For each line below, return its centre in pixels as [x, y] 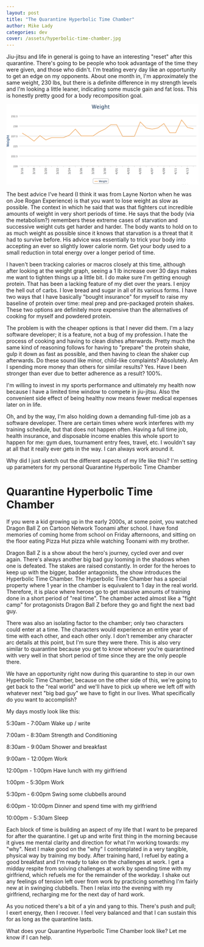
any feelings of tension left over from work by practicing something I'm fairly [102, 881]
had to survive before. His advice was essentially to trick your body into [96, 239]
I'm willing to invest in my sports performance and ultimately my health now [101, 385]
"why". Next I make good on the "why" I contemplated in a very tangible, [97, 849]
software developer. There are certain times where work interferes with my [100, 423]
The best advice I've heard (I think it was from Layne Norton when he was [99, 194]
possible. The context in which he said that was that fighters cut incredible [100, 207]
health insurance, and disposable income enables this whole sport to [93, 435]
